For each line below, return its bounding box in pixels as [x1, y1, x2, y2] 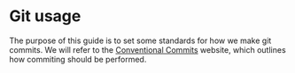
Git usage [9, 6, 82, 26]
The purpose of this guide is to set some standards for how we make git [9, 35, 272, 46]
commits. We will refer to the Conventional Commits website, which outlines [9, 44, 286, 55]
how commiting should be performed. [9, 54, 147, 64]
